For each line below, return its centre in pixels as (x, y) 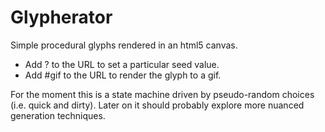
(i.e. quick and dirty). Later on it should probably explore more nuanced (157, 105)
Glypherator (61, 17)
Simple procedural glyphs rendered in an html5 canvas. (124, 45)
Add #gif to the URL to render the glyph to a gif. (123, 75)
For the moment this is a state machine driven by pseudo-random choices (162, 94)
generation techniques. (58, 115)
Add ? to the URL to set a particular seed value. (122, 64)
